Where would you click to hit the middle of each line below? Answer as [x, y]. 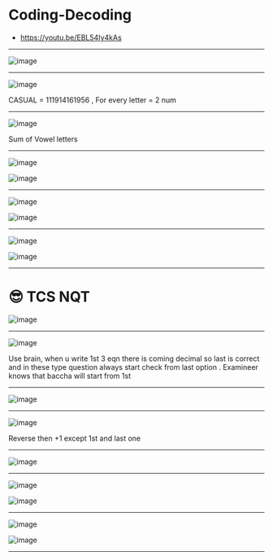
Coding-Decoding [70, 15]
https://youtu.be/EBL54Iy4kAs [71, 37]
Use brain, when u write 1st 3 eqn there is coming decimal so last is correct [134, 358]
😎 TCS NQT [50, 297]
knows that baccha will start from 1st [70, 376]
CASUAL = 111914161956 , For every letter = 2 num [93, 100]
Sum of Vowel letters [43, 139]
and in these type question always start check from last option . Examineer [133, 367]
